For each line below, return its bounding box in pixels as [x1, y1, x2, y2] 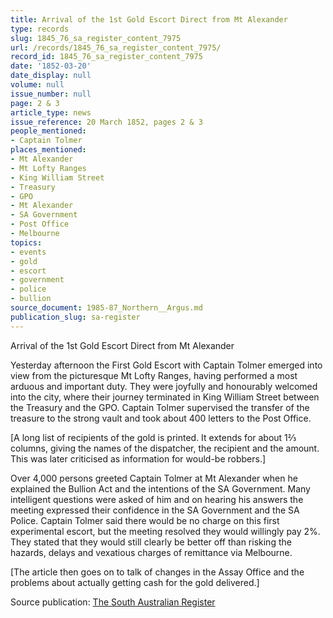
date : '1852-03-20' [10, 61, 92, 71]
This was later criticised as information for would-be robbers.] [10, 452, 267, 465]
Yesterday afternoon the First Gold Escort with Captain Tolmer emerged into [10, 359, 323, 371]
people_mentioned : [10, 126, 87, 136]
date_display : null [10, 71, 92, 81]
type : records [10, 24, 70, 34]
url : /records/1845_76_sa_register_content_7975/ [10, 42, 222, 53]
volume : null [10, 80, 65, 90]
